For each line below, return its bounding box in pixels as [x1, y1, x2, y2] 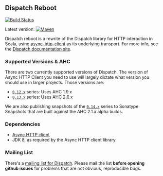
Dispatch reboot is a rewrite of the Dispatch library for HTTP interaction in [5, 35, 153, 41]
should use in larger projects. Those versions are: [5, 80, 105, 86]
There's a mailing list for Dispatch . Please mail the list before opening [5, 160, 145, 166]
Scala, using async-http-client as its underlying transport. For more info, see [5, 41, 158, 47]
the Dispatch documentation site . [5, 46, 72, 52]
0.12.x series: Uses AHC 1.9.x [12, 89, 72, 95]
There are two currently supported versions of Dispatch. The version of [5, 69, 148, 75]
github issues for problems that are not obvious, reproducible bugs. [5, 165, 142, 171]
